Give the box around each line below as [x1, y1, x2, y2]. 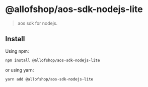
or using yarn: [5, 67, 34, 73]
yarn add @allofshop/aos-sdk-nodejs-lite [5, 76, 94, 81]
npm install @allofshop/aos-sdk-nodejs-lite [5, 58, 100, 63]
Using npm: [5, 48, 29, 54]
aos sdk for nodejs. [17, 20, 58, 26]
